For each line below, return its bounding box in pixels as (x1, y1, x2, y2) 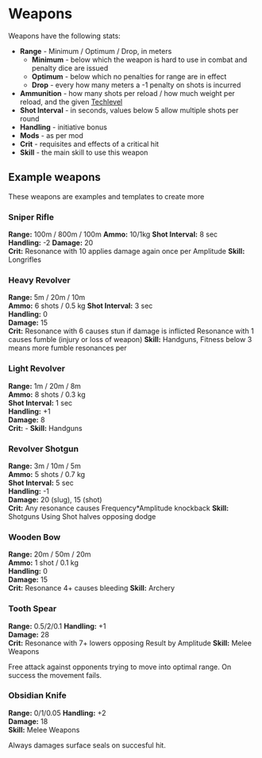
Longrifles (8, 255, 42, 264)
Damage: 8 (8, 414, 45, 425)
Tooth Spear (8, 603, 57, 614)
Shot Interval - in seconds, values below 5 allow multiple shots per (19, 105, 239, 115)
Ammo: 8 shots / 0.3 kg (8, 390, 86, 399)
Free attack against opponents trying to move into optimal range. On (8, 662, 232, 671)
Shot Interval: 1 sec (8, 398, 73, 407)
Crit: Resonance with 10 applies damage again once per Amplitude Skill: (8, 247, 245, 256)
